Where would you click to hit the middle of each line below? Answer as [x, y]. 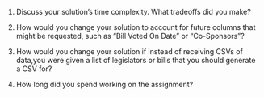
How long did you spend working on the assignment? [105, 84]
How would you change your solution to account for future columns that [136, 27]
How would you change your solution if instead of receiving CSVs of [130, 51]
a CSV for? [34, 69]
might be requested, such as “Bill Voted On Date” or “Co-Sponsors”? [130, 36]
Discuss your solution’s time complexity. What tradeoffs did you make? [134, 12]
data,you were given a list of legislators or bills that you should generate [136, 60]
